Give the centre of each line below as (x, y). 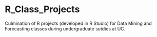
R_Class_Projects (42, 9)
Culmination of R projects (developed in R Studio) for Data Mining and (78, 23)
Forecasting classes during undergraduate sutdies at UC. (65, 28)
